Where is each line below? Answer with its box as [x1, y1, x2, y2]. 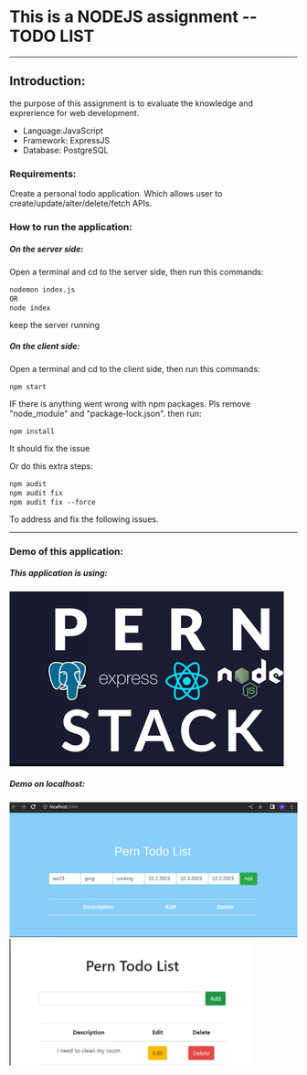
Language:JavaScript [22, 125, 103, 136]
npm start [9, 382, 48, 391]
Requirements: [9, 167, 77, 180]
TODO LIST [9, 26, 95, 47]
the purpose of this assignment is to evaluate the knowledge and [9, 98, 254, 109]
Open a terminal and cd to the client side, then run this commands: [9, 363, 260, 374]
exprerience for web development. [9, 107, 140, 118]
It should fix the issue [9, 442, 90, 453]
